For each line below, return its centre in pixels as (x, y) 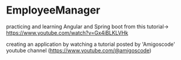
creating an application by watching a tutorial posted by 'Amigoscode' (90, 44)
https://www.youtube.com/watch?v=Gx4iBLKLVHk (67, 32)
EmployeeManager (53, 10)
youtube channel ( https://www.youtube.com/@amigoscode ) (79, 50)
